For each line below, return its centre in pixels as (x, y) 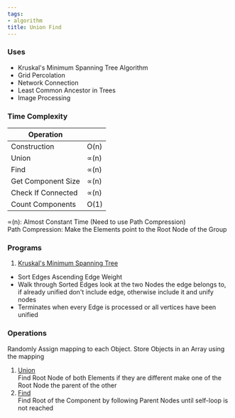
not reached (35, 408)
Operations (27, 333)
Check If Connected (44, 193)
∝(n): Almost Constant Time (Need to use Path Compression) (97, 222)
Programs (25, 247)
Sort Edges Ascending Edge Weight (70, 277)
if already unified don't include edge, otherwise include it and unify (116, 292)
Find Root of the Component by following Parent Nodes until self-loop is (123, 400)
